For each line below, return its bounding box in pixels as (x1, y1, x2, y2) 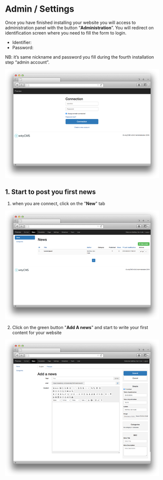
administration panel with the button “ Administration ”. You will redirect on (5, 24, 154, 30)
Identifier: (12, 39, 32, 45)
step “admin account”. (5, 59, 50, 65)
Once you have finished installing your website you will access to (5, 20, 136, 25)
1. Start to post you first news (5, 188, 96, 196)
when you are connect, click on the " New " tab (12, 201, 105, 207)
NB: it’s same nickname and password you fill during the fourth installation (5, 54, 154, 60)
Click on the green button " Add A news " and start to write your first (12, 325, 148, 331)
